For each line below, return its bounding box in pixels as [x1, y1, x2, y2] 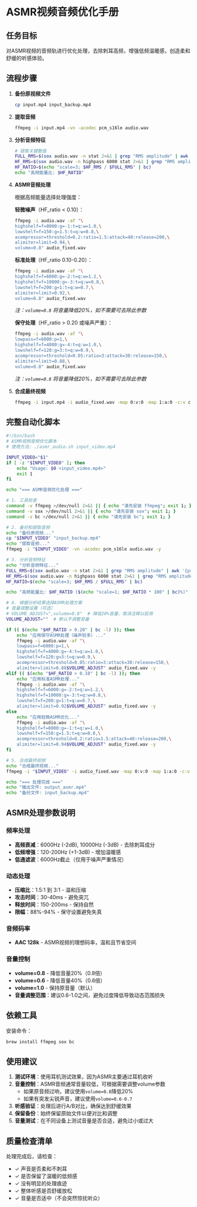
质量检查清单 [6, 1136, 53, 1146]
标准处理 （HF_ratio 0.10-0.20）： [14, 257, 93, 264]
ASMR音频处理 [14, 181, 51, 188]
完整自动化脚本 [6, 417, 60, 427]
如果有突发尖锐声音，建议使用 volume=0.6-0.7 [23, 1095, 133, 1103]
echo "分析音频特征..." [6, 562, 59, 568]
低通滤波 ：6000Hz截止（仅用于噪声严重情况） [14, 855, 127, 863]
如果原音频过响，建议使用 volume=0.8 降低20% [23, 1088, 134, 1095]
